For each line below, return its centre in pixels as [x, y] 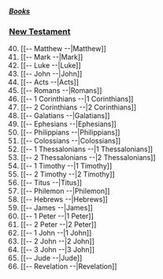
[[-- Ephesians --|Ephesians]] [68, 124]
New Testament [40, 32]
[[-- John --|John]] [51, 74]
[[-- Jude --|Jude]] [51, 258]
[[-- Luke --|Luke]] [50, 65]
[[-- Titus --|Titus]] [51, 183]
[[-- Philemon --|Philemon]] [65, 191]
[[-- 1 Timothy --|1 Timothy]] [66, 166]
